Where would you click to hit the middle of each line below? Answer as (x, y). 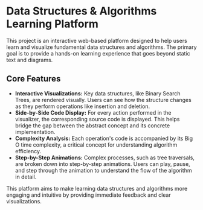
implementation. (35, 132)
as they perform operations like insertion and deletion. (82, 106)
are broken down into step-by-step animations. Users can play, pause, (102, 164)
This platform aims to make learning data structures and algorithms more (97, 188)
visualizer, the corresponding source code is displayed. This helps (97, 119)
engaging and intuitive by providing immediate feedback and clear (89, 195)
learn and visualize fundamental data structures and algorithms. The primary (101, 47)
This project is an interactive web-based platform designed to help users (97, 40)
